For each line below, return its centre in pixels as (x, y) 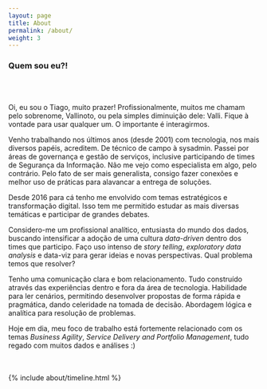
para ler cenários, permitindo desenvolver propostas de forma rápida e (125, 296)
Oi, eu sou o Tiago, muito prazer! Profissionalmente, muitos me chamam (127, 107)
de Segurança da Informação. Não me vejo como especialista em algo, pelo (133, 165)
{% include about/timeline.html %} (65, 377)
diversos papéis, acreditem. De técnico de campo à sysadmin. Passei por (129, 147)
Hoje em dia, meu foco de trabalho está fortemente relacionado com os (126, 328)
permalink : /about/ (41, 30)
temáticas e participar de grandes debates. (79, 214)
